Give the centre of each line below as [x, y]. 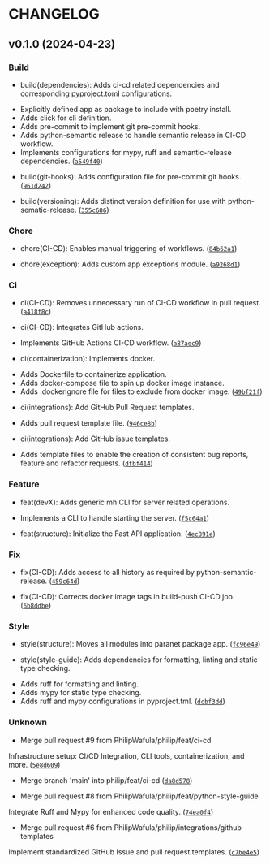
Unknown [28, 722]
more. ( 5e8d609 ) [34, 764]
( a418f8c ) [36, 311]
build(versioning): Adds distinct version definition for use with [123, 201]
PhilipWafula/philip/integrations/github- [180, 827]
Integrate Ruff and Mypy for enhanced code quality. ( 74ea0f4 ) [111, 811]
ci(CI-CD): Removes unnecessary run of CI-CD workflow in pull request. [140, 303]
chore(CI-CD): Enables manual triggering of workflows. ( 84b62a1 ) [129, 249]
